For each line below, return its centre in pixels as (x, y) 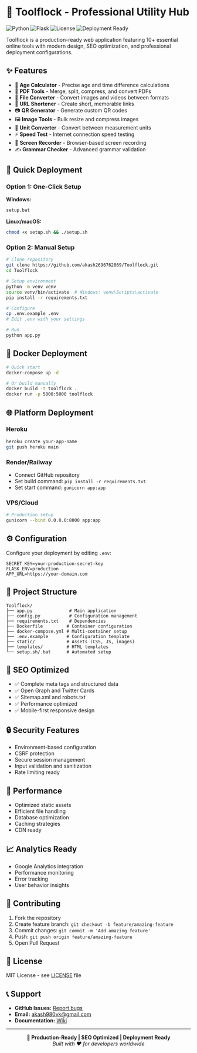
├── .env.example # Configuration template (68, 636)
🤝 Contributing (33, 904)
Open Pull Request (37, 943)
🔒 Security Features (43, 730)
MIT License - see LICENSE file (44, 975)
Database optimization (42, 818)
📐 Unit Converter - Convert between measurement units (83, 127)
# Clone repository (30, 260)
